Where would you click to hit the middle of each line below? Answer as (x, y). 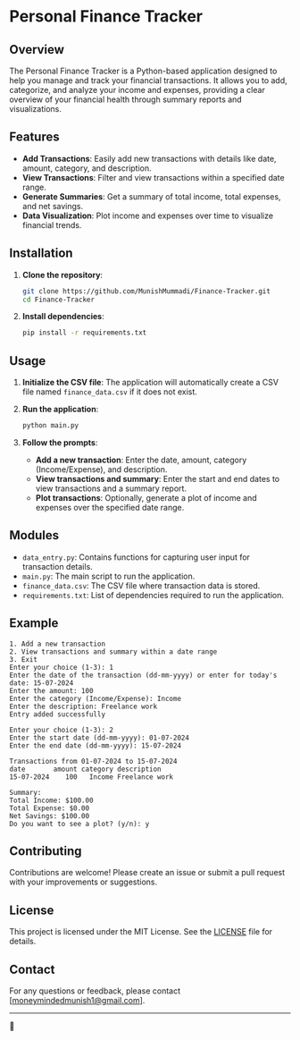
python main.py (50, 426)
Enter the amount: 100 (51, 690)
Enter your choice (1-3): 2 (62, 730)
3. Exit (24, 659)
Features (34, 137)
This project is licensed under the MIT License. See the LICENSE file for (141, 932)
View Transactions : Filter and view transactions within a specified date (153, 177)
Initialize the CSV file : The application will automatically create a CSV (150, 383)
